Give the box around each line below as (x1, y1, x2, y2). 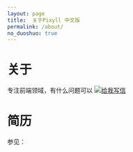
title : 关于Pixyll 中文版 (7, 17, 80, 24)
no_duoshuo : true (7, 29, 58, 37)
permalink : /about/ (7, 23, 64, 30)
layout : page (7, 10, 45, 17)
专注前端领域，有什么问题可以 (7, 86, 93, 95)
